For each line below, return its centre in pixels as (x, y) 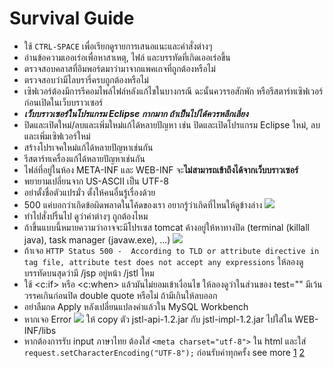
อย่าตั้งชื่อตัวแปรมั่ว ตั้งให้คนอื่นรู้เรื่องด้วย (89, 192)
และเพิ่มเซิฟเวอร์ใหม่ (57, 136)
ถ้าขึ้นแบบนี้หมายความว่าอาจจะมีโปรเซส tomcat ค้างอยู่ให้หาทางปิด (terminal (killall (166, 227)
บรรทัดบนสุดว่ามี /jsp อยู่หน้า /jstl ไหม (89, 273)
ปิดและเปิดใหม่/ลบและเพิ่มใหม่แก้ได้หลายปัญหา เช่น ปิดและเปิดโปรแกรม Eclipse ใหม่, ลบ (172, 124)
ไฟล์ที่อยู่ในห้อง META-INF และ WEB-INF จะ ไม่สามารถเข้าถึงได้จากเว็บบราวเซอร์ (161, 169)
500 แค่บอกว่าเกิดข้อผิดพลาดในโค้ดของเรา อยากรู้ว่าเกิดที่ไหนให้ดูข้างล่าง (143, 204)
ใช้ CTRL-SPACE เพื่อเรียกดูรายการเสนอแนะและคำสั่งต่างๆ (118, 46)
